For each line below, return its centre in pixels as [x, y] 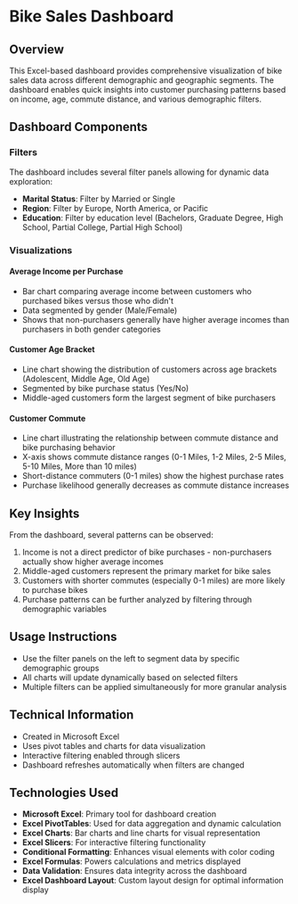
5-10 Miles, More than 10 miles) [80, 466]
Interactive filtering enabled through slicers [101, 755]
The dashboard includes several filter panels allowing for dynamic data [139, 172]
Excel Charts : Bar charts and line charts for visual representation [141, 833]
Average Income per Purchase [66, 271]
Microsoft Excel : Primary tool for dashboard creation [119, 814]
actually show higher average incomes [93, 562]
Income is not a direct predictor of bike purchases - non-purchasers [147, 552]
